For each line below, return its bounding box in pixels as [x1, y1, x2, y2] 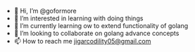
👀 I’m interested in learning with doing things [13, 14, 144, 22]
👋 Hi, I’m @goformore [13, 7, 77, 15]
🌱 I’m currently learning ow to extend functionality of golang [13, 22, 189, 30]
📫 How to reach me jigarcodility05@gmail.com [13, 37, 151, 45]
